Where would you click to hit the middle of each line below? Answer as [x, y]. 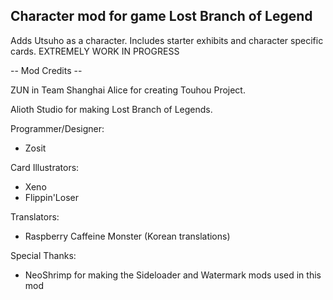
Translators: [35, 216]
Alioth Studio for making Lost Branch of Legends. [111, 109]
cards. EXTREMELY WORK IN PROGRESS [95, 51]
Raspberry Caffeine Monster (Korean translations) [127, 236]
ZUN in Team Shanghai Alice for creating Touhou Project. [128, 90]
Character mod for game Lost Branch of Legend [161, 16]
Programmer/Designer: [57, 128]
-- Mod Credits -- [46, 70]
